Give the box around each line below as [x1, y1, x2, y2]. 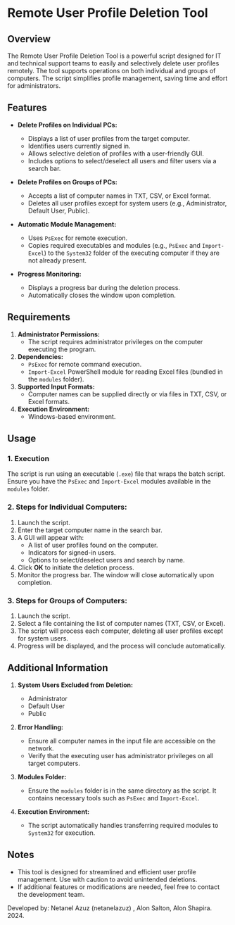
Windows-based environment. [27, 412, 116, 420]
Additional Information [7, 662, 108, 674]
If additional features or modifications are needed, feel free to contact [17, 882, 220, 891]
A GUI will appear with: [17, 533, 84, 541]
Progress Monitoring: [17, 270, 82, 278]
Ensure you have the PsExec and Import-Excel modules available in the [7, 477, 211, 486]
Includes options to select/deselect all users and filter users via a [27, 156, 217, 165]
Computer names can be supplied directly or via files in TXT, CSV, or [27, 389, 227, 398]
